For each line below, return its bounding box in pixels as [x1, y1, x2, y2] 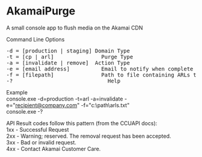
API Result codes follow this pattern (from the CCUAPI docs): [6, 119, 158, 127]
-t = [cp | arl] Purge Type [6, 53, 133, 60]
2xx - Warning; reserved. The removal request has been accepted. [6, 132, 171, 140]
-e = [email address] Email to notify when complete [6, 65, 194, 72]
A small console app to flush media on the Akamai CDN [6, 24, 143, 31]
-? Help [6, 77, 121, 84]
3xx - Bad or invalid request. [6, 138, 77, 146]
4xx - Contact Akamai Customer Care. [6, 145, 101, 152]
